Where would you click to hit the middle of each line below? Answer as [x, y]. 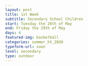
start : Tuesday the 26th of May [39, 24]
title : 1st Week [22, 14]
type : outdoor [20, 56]
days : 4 [13, 33]
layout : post [19, 10]
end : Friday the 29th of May [35, 28]
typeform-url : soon [25, 47]
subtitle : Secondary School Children [44, 19]
